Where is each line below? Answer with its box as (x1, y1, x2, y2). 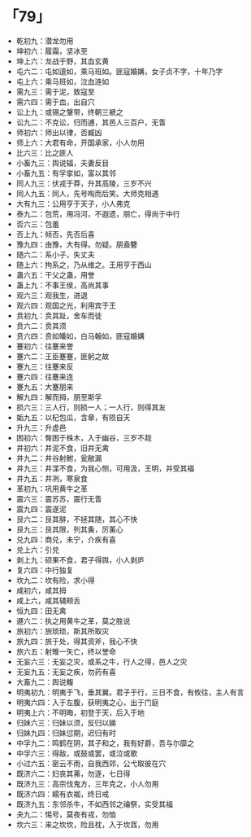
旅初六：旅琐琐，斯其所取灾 (15, 626, 110, 636)
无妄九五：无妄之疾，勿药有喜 (15, 667, 116, 677)
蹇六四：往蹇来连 (15, 371, 74, 381)
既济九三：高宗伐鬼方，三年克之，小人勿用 (15, 778, 159, 788)
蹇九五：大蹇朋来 (15, 382, 74, 392)
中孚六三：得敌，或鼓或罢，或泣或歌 (15, 748, 138, 758)
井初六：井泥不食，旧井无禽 (15, 443, 110, 453)
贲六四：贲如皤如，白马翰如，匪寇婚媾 (15, 331, 145, 340)
